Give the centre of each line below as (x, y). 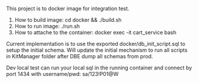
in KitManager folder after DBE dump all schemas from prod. (80, 56)
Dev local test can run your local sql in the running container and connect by (99, 68)
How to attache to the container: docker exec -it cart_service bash (95, 32)
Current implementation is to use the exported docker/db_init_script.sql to (96, 44)
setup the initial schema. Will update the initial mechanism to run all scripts (97, 50)
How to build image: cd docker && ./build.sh (68, 20)
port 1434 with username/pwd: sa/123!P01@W (62, 74)
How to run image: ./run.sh (47, 26)
